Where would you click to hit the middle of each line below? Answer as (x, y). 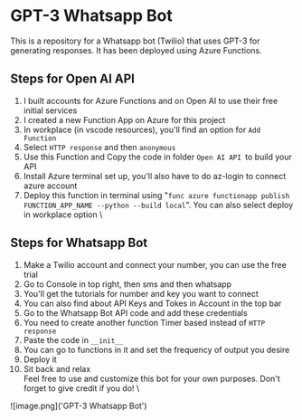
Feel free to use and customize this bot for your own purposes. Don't (152, 378)
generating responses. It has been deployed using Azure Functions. (137, 50)
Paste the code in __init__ (73, 339)
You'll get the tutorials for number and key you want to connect (141, 293)
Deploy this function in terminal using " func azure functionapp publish (156, 195)
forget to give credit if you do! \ (81, 388)
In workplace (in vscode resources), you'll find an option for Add (142, 129)
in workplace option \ (63, 215)
